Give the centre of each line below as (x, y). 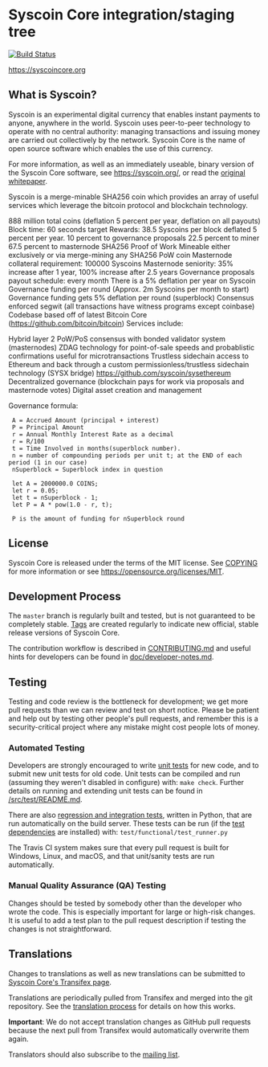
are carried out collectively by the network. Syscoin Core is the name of (127, 140)
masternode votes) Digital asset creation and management (105, 390)
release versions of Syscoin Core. (64, 633)
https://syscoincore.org (47, 69)
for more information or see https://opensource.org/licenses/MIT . (116, 571)
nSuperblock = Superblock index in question (87, 469)
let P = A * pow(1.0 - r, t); (62, 505)
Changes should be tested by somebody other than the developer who (125, 903)
